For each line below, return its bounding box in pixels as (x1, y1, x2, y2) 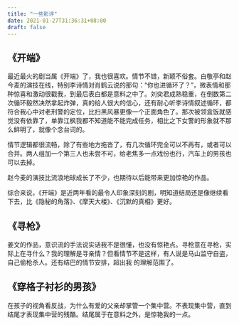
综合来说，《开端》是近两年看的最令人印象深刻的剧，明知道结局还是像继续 (7, 188, 223, 197)
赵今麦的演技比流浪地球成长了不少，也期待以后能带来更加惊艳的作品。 (7, 174, 213, 182)
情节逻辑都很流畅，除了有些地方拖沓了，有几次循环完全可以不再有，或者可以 (7, 140, 232, 149)
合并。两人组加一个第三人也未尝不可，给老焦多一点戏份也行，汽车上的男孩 (7, 149, 225, 158)
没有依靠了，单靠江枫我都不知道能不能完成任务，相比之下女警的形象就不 (13, 117, 225, 125)
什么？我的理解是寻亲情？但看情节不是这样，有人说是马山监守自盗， (31, 250, 232, 257)
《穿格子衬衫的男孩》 (7, 281, 101, 293)
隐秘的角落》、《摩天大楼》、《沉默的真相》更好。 (38, 197, 176, 206)
